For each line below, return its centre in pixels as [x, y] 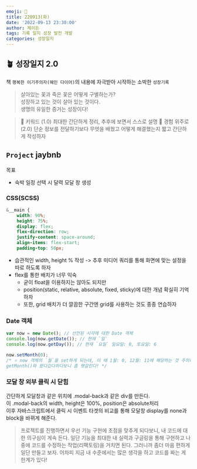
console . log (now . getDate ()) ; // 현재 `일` [57, 339]
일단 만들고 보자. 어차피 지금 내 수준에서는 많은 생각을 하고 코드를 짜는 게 [103, 452]
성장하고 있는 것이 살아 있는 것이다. [60, 102]
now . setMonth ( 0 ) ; [27, 355]
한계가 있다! [34, 460]
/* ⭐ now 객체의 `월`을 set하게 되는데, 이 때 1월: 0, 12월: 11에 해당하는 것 [92, 360]
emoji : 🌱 [17, 11]
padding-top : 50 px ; [40, 248]
